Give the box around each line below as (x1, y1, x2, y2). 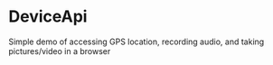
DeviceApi (8, 6, 88, 27)
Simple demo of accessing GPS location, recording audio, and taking (8, 36, 265, 47)
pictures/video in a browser (8, 45, 111, 56)
